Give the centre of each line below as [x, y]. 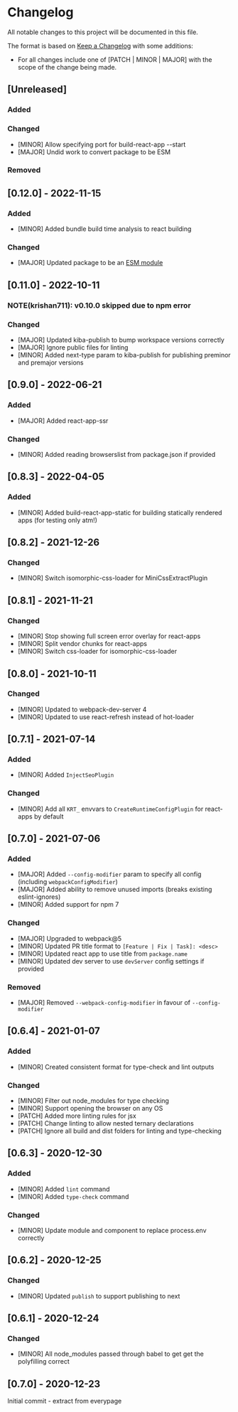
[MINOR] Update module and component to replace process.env [112, 1231]
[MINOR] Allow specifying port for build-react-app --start [102, 144]
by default [49, 816]
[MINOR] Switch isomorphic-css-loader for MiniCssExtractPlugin [113, 578]
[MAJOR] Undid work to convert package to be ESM [94, 152]
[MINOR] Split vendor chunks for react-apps [82, 644]
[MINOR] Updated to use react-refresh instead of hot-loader [106, 717]
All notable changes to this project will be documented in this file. [103, 32]
